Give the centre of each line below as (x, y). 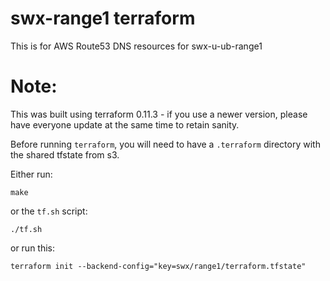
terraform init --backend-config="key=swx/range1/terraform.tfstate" (158, 266)
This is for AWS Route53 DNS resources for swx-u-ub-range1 (136, 46)
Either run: (31, 174)
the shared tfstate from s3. (65, 154)
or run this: (33, 248)
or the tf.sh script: (49, 211)
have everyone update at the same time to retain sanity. (125, 124)
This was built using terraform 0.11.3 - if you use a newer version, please (159, 114)
